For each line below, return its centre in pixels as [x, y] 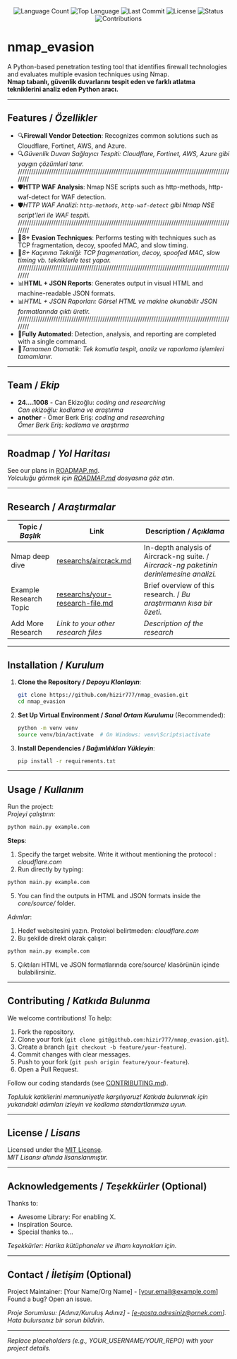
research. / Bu [167, 594]
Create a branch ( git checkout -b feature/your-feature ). [102, 1047]
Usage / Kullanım [46, 790]
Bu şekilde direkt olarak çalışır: [62, 938]
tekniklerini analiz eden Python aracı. [63, 89]
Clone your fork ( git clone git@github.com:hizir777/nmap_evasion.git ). [123, 1039]
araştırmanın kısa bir [178, 604]
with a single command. [52, 341]
